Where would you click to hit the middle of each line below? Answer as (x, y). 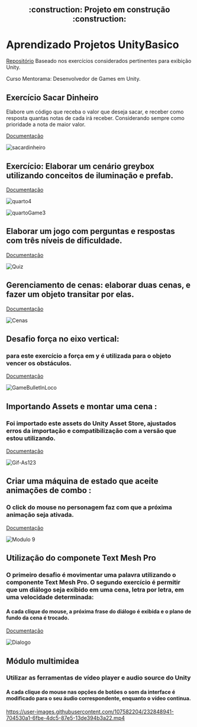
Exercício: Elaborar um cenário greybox (80, 166)
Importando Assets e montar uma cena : (82, 406)
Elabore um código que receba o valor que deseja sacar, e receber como (95, 112)
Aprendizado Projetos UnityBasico (93, 45)
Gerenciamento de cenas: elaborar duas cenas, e (98, 285)
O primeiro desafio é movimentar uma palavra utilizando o (91, 574)
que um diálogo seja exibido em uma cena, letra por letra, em (95, 589)
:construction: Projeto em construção (99, 10)
